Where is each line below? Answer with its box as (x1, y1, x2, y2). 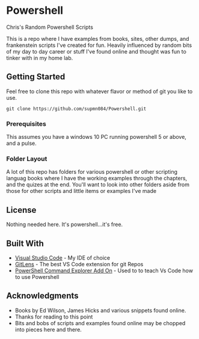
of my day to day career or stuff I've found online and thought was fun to (6, 47, 186, 55)
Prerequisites (6, 120, 46, 128)
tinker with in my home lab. (6, 54, 73, 61)
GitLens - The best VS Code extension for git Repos (14, 260, 144, 267)
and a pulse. (6, 139, 37, 147)
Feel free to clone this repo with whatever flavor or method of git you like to (6, 88, 193, 95)
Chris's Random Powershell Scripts (6, 23, 93, 31)
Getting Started (6, 72, 66, 82)
